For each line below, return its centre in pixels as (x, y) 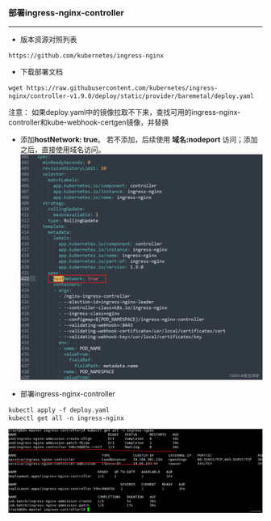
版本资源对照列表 (48, 40)
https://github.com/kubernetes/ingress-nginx (86, 56)
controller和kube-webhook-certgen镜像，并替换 (89, 122)
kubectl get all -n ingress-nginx (67, 418)
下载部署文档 (41, 72)
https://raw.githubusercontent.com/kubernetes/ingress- (122, 88)
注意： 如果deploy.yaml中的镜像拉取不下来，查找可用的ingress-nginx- (125, 112)
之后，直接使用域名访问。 (63, 150)
